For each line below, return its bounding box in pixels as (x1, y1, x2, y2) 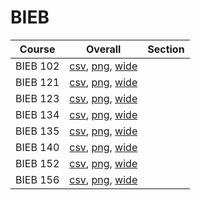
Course (19, 42, 56, 56)
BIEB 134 (15, 107, 60, 121)
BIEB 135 (15, 124, 60, 138)
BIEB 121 (15, 75, 60, 89)
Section (147, 42, 185, 56)
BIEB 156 (15, 172, 60, 186)
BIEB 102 (15, 59, 60, 73)
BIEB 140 (15, 140, 60, 154)
